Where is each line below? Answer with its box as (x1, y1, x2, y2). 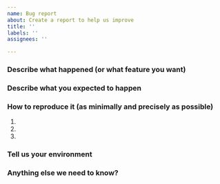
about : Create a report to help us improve (7, 17, 134, 24)
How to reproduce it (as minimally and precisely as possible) (7, 102, 214, 111)
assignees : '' (7, 36, 48, 43)
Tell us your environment (7, 149, 92, 159)
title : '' (7, 23, 36, 30)
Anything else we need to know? (7, 168, 119, 178)
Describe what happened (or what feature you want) (7, 65, 186, 75)
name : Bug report (7, 10, 57, 17)
